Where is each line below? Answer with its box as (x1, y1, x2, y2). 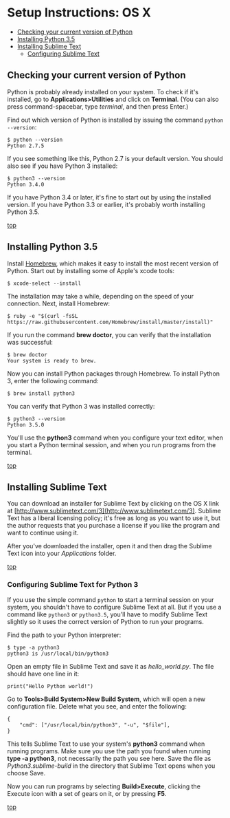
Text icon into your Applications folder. (7, 549, 117, 558)
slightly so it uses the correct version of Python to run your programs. (7, 617, 205, 625)
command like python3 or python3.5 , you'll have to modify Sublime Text (7, 610, 208, 618)
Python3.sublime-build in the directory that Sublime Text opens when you (7, 762, 216, 770)
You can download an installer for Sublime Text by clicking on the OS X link (7, 499, 220, 508)
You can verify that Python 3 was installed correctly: (7, 402, 155, 410)
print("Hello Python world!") (7, 682, 94, 689)
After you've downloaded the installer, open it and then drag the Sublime (7, 542, 212, 550)
